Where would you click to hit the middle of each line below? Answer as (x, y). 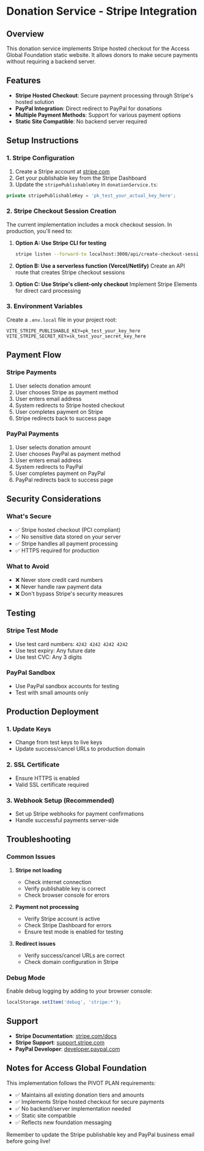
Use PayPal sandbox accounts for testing (67, 686)
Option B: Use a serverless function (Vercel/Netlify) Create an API (100, 266)
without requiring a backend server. (51, 61)
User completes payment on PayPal (60, 473)
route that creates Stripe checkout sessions (70, 272)
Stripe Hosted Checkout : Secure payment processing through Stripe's (104, 95)
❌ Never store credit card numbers (59, 579)
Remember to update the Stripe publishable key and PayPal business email (100, 1134)
